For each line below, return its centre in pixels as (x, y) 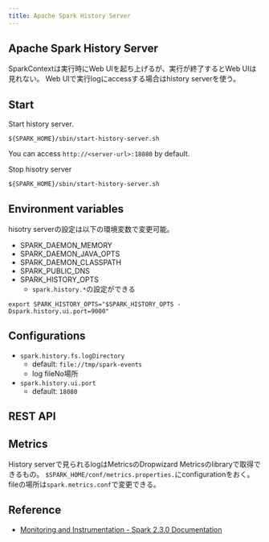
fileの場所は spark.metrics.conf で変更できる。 (84, 485)
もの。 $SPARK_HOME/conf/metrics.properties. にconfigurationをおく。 (138, 474)
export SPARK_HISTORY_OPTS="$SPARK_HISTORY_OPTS (91, 304)
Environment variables (66, 209)
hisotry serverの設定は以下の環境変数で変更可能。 (91, 230)
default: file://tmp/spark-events (87, 364)
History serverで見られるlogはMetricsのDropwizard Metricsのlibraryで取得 (131, 465)
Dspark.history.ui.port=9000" (59, 312)
